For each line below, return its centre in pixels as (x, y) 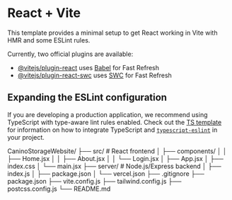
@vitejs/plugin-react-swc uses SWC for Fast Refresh (94, 75)
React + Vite (44, 13)
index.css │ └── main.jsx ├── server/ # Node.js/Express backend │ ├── (114, 166)
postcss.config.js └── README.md (59, 189)
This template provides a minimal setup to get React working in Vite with (112, 33)
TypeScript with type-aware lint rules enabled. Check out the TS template (115, 122)
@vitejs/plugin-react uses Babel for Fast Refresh (88, 67)
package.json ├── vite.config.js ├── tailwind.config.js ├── (94, 181)
